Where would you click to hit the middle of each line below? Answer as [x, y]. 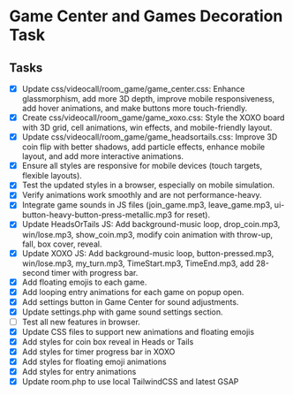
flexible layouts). [52, 176]
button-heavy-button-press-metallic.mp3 [97, 215]
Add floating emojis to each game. [84, 282]
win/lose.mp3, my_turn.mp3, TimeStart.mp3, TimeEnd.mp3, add [138, 263]
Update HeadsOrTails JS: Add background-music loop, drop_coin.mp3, [151, 224]
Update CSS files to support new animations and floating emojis [138, 331]
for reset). [192, 215]
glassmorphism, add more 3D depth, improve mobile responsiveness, [148, 99]
